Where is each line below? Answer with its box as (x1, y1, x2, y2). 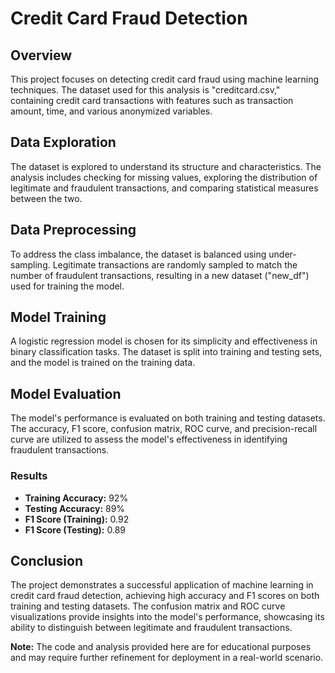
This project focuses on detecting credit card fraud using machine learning (10, 73, 320, 85)
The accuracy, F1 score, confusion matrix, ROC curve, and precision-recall (10, 423, 318, 435)
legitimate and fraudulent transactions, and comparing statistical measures (10, 182, 319, 194)
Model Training (10, 309, 107, 326)
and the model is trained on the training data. (10, 357, 196, 369)
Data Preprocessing (10, 222, 137, 239)
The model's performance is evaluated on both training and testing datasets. (10, 412, 326, 424)
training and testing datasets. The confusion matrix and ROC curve (10, 600, 286, 612)
